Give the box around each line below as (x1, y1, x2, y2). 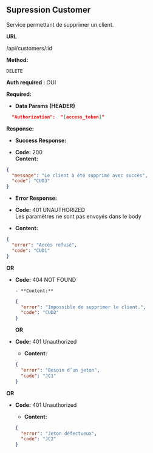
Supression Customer (6, 5, 91, 15)
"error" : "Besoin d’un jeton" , (21, 367, 100, 373)
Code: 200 (15, 148, 42, 155)
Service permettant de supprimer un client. (6, 21, 114, 28)
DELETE (6, 68, 23, 74)
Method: (6, 56, 29, 63)
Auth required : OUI (6, 78, 56, 86)
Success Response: (15, 137, 67, 144)
